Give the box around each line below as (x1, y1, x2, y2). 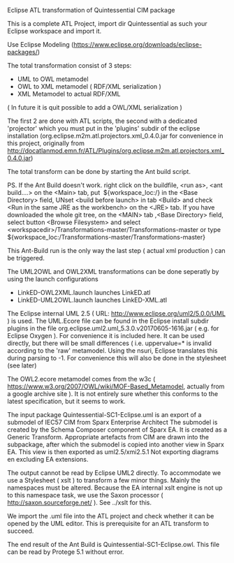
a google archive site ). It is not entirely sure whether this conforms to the (7, 390, 219, 397)
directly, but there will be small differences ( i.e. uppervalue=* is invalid (7, 339, 212, 347)
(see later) (7, 361, 37, 370)
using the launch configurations (7, 275, 99, 283)
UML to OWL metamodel (17, 75, 89, 83)
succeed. (7, 527, 34, 535)
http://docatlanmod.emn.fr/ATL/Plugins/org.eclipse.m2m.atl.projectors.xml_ (7, 147, 225, 154)
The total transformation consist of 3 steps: (7, 61, 132, 69)
